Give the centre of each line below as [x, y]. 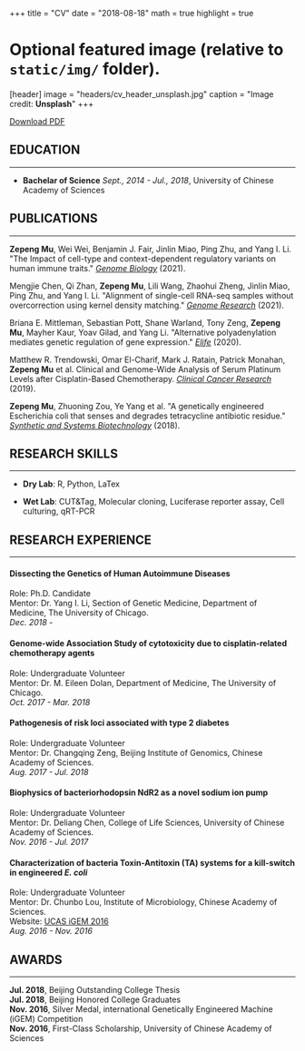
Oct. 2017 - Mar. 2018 [50, 702]
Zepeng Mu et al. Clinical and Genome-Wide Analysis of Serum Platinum [145, 369]
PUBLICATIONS [54, 218]
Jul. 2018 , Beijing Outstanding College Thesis [95, 990]
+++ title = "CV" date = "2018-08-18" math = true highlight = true [132, 13]
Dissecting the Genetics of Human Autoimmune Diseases [120, 573]
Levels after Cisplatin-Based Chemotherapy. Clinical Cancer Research [141, 378]
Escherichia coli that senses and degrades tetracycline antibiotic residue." [148, 416]
